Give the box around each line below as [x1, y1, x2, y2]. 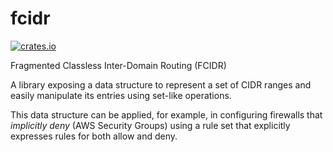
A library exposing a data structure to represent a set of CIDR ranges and [10, 78, 312, 91]
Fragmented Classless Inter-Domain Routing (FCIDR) [10, 59, 227, 71]
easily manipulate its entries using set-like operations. [10, 89, 232, 101]
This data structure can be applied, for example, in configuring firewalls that [10, 108, 323, 121]
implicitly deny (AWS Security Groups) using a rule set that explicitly [10, 119, 291, 131]
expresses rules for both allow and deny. [10, 130, 178, 142]
